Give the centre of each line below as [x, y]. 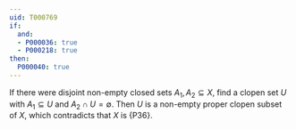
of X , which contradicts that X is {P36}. [81, 116]
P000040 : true [43, 68]
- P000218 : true [47, 51]
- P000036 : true [47, 42]
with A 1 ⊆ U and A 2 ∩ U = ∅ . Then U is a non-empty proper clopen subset [146, 105]
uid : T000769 [34, 17]
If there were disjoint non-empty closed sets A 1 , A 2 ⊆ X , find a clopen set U [148, 93]
